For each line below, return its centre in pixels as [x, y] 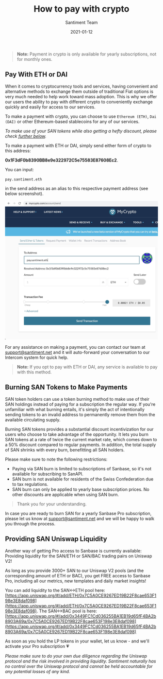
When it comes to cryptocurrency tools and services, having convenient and [81, 86]
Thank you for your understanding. [52, 504]
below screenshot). [24, 194]
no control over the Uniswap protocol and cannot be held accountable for [79, 666]
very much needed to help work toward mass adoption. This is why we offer [81, 96]
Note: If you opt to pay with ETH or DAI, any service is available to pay [87, 367]
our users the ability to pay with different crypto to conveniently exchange [79, 102]
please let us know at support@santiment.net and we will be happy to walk [80, 518]
